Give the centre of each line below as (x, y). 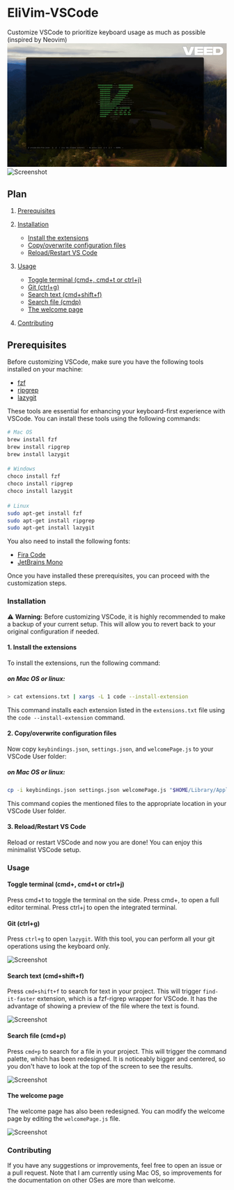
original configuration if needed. (53, 631)
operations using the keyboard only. (59, 946)
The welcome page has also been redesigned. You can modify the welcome (116, 1111)
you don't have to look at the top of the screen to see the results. (100, 1066)
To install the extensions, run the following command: (84, 663)
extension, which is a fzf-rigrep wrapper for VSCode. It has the (127, 999)
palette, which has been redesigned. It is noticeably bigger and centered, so (117, 1059)
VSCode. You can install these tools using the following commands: (104, 419)
